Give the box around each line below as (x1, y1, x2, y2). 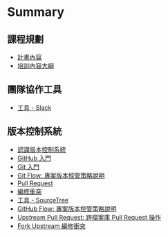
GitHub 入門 (17, 153, 52, 162)
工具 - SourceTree (17, 196, 69, 204)
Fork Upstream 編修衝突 (17, 222, 86, 230)
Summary (7, 4, 64, 20)
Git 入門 (17, 162, 40, 171)
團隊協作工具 (7, 84, 62, 95)
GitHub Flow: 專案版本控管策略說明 (17, 205, 117, 213)
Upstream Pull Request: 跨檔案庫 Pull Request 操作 (17, 213, 161, 221)
